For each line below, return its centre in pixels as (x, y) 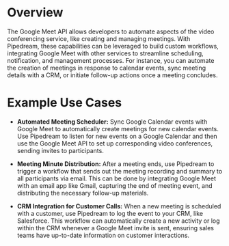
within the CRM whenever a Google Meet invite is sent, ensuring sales (115, 228)
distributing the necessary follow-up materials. (83, 193)
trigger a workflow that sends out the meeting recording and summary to (120, 171)
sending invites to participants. (60, 150)
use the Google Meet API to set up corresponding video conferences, (115, 143)
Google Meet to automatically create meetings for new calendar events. (118, 128)
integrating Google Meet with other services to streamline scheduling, (105, 53)
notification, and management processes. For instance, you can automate (111, 60)
